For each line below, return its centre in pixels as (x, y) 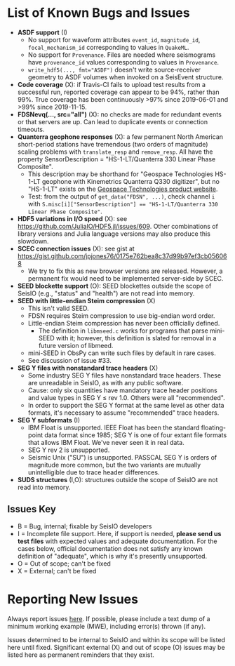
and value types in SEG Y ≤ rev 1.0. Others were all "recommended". (127, 397)
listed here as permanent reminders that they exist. (81, 655)
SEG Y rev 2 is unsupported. (69, 450)
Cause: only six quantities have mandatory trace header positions (122, 390)
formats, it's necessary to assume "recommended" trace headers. (123, 413)
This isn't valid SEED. (58, 308)
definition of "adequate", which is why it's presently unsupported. (112, 556)
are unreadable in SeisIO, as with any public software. (106, 382)
